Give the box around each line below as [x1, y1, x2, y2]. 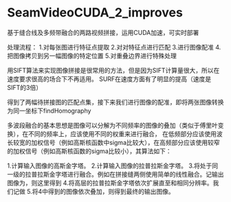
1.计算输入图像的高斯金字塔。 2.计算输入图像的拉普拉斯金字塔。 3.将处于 [7, 161, 212, 170]
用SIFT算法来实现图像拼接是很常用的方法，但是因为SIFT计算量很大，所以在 [7, 66, 220, 74]
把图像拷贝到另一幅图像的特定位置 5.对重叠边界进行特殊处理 [7, 52, 177, 60]
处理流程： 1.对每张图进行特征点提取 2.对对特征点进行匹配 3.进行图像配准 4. [7, 43, 221, 51]
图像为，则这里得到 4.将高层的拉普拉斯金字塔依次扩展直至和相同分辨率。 [7, 179, 213, 187]
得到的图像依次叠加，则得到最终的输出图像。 [47, 187, 175, 195]
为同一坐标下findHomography [7, 106, 91, 115]
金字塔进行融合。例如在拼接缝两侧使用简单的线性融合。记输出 [49, 170, 224, 178]
